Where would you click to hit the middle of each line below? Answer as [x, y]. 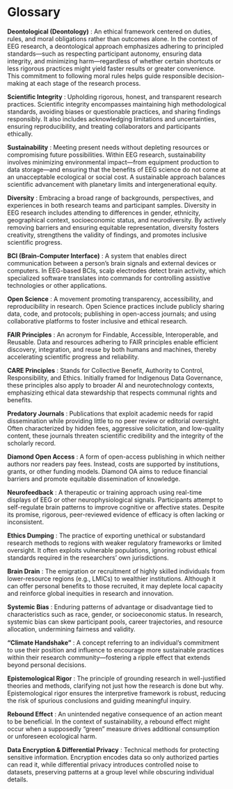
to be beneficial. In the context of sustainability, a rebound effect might [109, 721]
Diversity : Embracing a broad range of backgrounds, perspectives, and [111, 198]
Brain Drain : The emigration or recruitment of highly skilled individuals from [116, 571]
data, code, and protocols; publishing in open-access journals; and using [112, 314]
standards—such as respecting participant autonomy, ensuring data [105, 54]
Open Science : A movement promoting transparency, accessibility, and [110, 299]
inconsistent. [25, 522]
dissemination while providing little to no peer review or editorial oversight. [114, 421]
